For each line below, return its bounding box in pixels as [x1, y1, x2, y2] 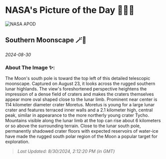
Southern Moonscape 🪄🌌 [5, 36, 87, 44]
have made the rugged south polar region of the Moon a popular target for [5, 134, 158, 140]
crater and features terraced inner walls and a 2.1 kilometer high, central [5, 107, 153, 113]
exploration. [5, 139, 30, 145]
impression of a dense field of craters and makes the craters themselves [5, 91, 154, 97]
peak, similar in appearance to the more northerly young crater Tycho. [5, 112, 150, 118]
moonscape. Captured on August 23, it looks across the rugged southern [5, 80, 156, 86]
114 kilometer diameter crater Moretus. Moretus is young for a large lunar [5, 102, 155, 108]
